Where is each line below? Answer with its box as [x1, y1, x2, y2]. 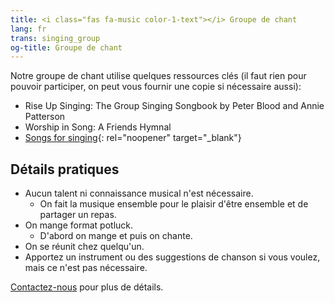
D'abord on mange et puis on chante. [39, 230, 193, 242]
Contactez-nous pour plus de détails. [10, 281, 164, 293]
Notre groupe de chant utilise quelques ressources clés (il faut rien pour [10, 70, 307, 82]
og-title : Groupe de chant [10, 42, 123, 53]
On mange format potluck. [24, 219, 134, 231]
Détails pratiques [10, 161, 120, 178]
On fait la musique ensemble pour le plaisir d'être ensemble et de [39, 198, 309, 210]
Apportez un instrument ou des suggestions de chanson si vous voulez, [24, 251, 321, 263]
